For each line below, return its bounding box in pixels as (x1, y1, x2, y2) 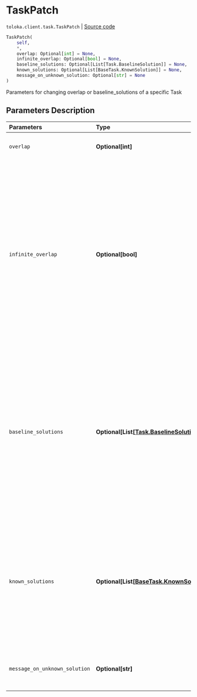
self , (16, 39, 30, 46)
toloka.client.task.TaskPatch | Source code (6, 23, 116, 30)
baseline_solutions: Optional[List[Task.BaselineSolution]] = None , (16, 62, 188, 67)
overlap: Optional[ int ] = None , (16, 50, 96, 56)
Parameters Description (6, 106, 95, 116)
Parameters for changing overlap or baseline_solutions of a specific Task (6, 89, 182, 96)
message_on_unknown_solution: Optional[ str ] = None (16, 73, 145, 79)
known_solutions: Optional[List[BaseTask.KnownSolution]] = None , (16, 67, 182, 73)
